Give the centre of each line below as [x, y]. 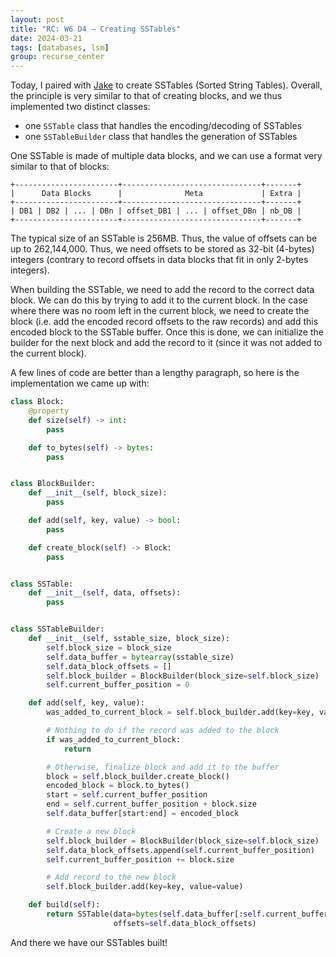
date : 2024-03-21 [46, 38]
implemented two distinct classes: [80, 107]
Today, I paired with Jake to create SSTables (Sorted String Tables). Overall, [166, 85]
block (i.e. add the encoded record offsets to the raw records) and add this [164, 322]
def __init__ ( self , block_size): [98, 493]
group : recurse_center [57, 57]
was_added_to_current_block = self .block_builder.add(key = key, [180, 712]
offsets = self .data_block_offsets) [185, 923]
